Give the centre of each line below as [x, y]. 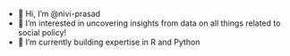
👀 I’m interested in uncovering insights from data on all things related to [149, 23]
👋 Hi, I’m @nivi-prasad [59, 14]
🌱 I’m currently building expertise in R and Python [109, 42]
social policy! [42, 32]
